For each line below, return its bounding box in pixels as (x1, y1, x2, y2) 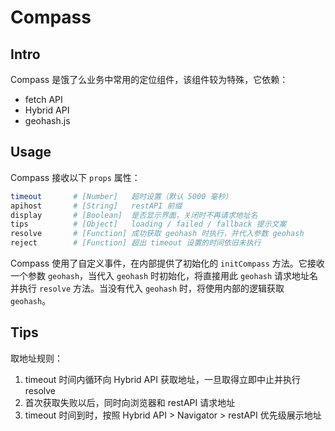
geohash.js (24, 115, 71, 126)
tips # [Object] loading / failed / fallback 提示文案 (10, 219, 287, 230)
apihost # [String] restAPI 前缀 (10, 201, 183, 211)
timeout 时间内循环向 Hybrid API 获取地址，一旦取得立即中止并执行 (24, 373, 301, 385)
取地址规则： (10, 352, 63, 364)
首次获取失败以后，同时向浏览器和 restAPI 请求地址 (24, 396, 236, 408)
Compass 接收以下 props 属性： (10, 171, 141, 183)
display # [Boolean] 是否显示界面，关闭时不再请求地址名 (10, 210, 258, 220)
